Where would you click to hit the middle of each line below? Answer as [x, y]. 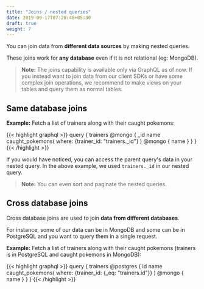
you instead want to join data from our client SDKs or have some [102, 76]
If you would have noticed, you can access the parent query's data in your [100, 159]
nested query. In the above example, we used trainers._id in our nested [98, 166]
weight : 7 [19, 29]
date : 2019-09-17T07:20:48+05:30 [49, 18]
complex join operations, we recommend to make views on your [101, 83]
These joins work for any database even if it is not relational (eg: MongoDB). [102, 58]
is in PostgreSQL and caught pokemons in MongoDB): [74, 254]
